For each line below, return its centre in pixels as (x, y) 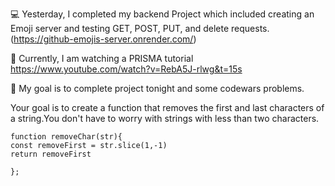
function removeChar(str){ (66, 137)
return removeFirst (51, 154)
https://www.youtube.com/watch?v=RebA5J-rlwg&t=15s (126, 69)
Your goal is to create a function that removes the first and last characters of (167, 107)
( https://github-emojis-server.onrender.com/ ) (103, 39)
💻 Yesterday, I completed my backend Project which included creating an (162, 14)
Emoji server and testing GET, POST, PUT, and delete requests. (140, 28)
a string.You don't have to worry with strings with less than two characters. (165, 118)
